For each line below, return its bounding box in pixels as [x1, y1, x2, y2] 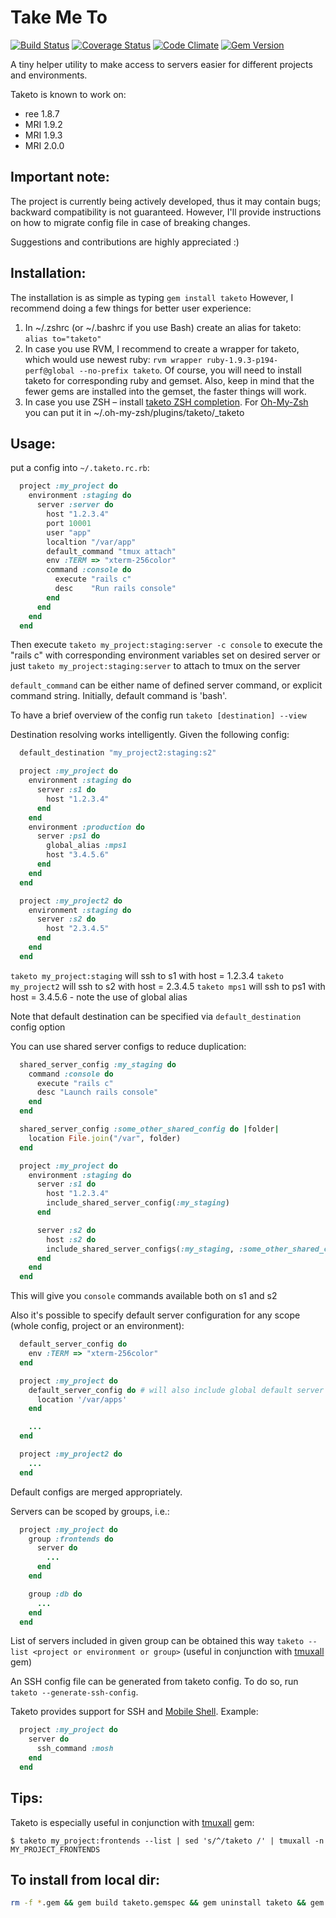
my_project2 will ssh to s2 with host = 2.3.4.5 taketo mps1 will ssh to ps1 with [10, 980, 326, 992]
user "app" [46, 527, 92, 538]
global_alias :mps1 [46, 841, 128, 851]
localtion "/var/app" [46, 537, 137, 547]
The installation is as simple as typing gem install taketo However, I [10, 291, 294, 303]
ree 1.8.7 [24, 107, 60, 120]
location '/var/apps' [36, 1394, 128, 1405]
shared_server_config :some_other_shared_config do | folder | [19, 1124, 280, 1134]
